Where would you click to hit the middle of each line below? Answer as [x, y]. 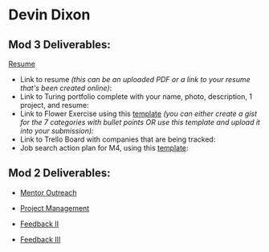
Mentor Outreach [48, 192]
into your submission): [57, 131]
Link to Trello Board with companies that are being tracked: [118, 139]
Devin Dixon [49, 15]
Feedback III [40, 239]
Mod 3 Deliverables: [59, 45]
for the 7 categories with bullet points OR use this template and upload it [140, 122]
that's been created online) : [66, 88]
